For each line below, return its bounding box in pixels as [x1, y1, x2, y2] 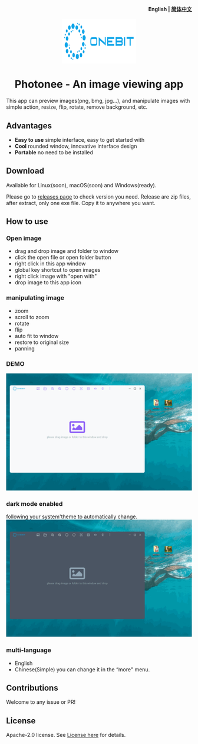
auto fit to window [14, 332, 59, 339]
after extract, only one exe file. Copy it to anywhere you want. [6, 199, 156, 206]
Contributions [6, 683, 58, 693]
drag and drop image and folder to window [14, 248, 119, 255]
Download [6, 166, 44, 176]
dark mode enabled [6, 499, 63, 508]
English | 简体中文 [148, 5, 192, 12]
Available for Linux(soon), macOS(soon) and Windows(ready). [6, 181, 157, 189]
